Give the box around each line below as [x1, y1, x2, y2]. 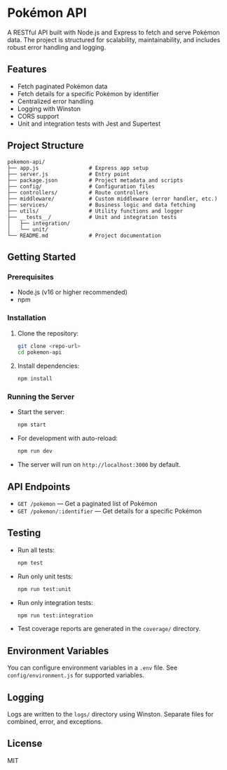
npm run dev [17, 448, 53, 455]
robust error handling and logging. [7, 43, 106, 51]
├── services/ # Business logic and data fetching [7, 201, 196, 208]
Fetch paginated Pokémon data [17, 82, 108, 91]
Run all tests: [17, 545, 55, 554]
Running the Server [7, 392, 75, 401]
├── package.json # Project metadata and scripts [7, 177, 184, 184]
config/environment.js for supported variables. [7, 671, 145, 679]
